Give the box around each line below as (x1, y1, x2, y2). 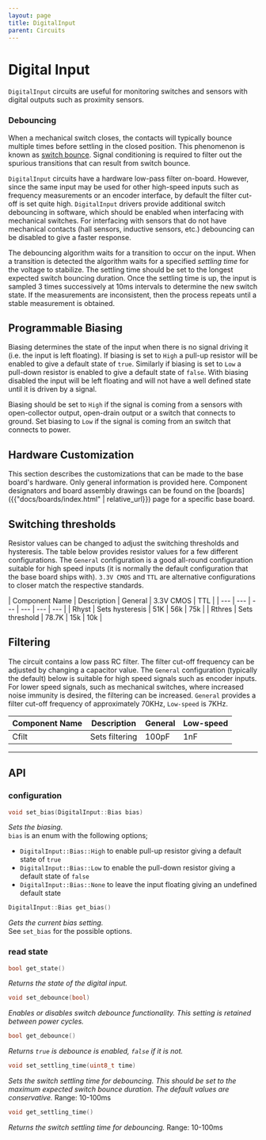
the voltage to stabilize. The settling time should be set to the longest (8, 265, 234, 274)
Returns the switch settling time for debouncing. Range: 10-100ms (8, 1123, 223, 1132)
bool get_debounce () (8, 1032, 77, 1040)
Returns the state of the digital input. (8, 978, 128, 988)
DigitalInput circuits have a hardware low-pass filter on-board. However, (8, 174, 249, 183)
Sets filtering (89, 731, 138, 742)
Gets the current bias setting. (8, 918, 104, 928)
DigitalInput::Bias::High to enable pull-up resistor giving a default (19, 846, 241, 856)
